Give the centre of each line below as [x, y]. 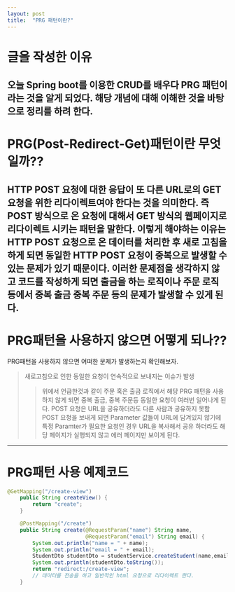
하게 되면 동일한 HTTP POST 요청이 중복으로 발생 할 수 [117, 255]
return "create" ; [57, 504]
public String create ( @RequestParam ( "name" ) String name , [106, 530]
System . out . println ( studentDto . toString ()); [98, 563]
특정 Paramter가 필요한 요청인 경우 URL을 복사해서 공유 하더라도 [130, 426]
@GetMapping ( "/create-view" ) [50, 491]
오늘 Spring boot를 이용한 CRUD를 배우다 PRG [104, 85]
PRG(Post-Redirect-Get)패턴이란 [101, 144]
